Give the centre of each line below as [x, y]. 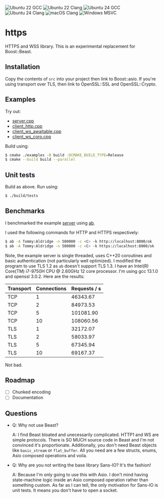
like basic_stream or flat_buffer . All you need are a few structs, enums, [85, 450]
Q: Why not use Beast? [35, 425]
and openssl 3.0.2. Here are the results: [45, 276]
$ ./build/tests [22, 196]
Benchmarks [25, 211]
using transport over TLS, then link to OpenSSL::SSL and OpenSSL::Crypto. [81, 84]
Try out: [13, 111]
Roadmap [20, 380]
